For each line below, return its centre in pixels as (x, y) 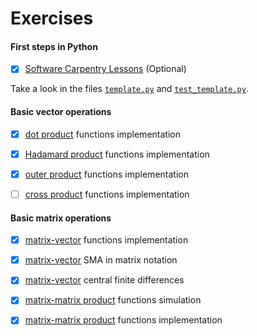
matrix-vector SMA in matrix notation (101, 260)
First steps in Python (54, 46)
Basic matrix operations (61, 218)
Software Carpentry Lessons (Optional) (105, 69)
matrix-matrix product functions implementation (123, 320)
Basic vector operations (61, 112)
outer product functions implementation (106, 174)
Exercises (52, 18)
